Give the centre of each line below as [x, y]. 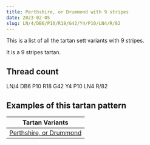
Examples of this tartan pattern [66, 105]
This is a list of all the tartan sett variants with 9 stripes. [75, 41]
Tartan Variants [45, 122]
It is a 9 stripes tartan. [34, 52]
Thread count [32, 72]
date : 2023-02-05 [28, 18]
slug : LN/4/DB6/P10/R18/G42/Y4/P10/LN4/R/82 [63, 23]
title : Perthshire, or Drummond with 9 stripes [68, 12]
